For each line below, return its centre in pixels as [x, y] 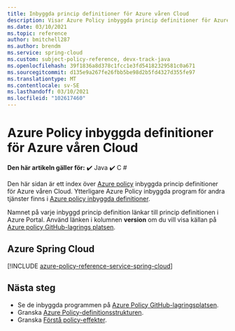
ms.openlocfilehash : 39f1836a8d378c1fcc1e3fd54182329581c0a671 [101, 66]
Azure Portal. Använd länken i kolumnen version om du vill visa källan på [112, 219]
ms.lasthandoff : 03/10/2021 [48, 92]
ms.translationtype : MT [42, 79]
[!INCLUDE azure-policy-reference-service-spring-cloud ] [90, 266]
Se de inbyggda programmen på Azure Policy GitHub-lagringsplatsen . [118, 304]
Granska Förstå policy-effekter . [62, 320]
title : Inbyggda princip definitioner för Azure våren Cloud [98, 14]
